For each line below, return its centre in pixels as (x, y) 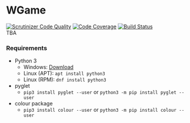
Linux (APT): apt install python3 (64, 74)
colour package (34, 104)
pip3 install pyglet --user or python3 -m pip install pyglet (100, 92)
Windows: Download (48, 67)
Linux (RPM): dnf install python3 (65, 79)
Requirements (27, 48)
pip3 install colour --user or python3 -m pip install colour (100, 110)
